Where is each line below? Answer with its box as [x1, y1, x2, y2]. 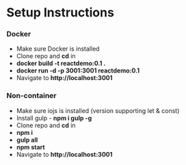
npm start [16, 142, 45, 151]
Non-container [6, 91, 57, 101]
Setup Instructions [6, 5, 114, 21]
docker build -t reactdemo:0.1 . [16, 60, 106, 68]
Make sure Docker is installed [16, 45, 100, 53]
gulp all [16, 136, 38, 144]
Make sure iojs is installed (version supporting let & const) [16, 106, 180, 114]
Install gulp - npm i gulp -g [16, 114, 92, 122]
